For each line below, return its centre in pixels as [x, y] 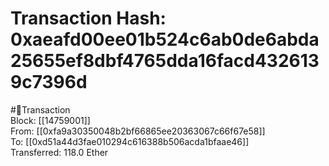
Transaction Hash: [88, 18]
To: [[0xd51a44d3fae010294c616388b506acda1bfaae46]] [130, 141]
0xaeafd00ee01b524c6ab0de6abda [165, 39]
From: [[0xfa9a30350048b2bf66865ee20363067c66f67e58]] [138, 131]
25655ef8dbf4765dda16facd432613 [165, 61]
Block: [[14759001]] [50, 120]
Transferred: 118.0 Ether [59, 152]
